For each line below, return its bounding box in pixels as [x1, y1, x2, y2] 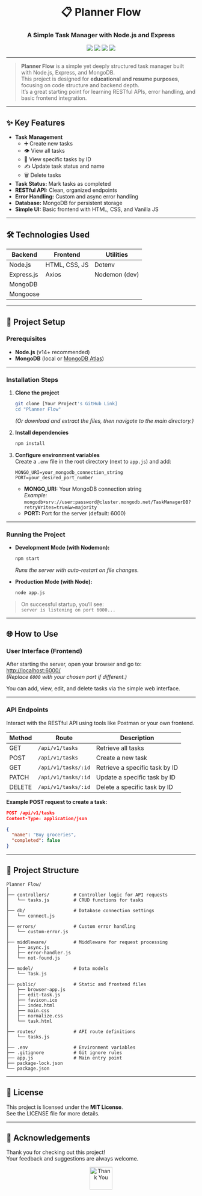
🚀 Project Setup [6, 317, 66, 327]
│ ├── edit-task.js [6, 992, 61, 998]
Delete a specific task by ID [96, 783, 173, 791]
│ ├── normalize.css [6, 1013, 63, 1019]
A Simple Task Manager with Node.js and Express [26, 31, 176, 40]
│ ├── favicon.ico [6, 997, 58, 1003]
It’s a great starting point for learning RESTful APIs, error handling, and [20, 88, 195, 96]
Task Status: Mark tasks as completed [14, 180, 111, 188]
